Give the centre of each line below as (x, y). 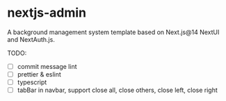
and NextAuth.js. (31, 39)
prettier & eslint (39, 74)
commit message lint (47, 66)
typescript (32, 82)
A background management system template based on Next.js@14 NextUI (113, 32)
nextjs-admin (47, 13)
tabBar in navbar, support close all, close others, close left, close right (117, 90)
